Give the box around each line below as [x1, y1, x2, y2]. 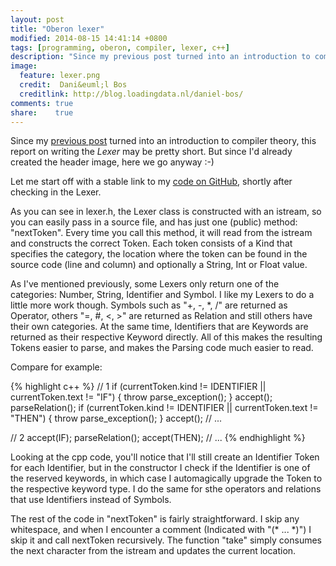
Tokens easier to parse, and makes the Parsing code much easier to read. [10, 342, 314, 354]
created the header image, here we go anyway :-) [10, 156, 215, 168]
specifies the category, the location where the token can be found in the [10, 248, 308, 260]
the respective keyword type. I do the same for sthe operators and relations [10, 483, 322, 495]
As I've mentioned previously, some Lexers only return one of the [10, 278, 280, 290]
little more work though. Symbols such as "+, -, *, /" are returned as [10, 299, 288, 311]
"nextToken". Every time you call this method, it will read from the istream [10, 227, 313, 239]
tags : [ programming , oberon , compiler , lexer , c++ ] [10, 42, 230, 53]
